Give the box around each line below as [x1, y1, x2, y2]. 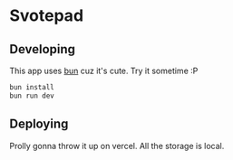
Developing [9, 42, 75, 57]
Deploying [9, 117, 69, 132]
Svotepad [9, 5, 84, 26]
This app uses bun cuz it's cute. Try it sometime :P [9, 65, 199, 76]
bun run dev [9, 91, 54, 100]
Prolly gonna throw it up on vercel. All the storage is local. [9, 140, 225, 151]
